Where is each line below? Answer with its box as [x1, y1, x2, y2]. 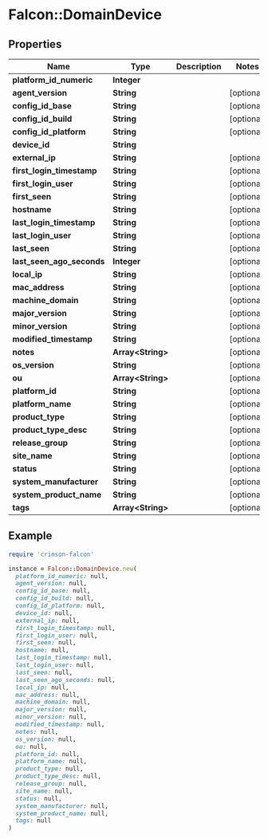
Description [175, 61, 222, 72]
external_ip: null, [15, 616, 81, 624]
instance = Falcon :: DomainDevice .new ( [8, 565, 137, 573]
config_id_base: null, [15, 587, 91, 595]
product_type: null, [15, 765, 84, 773]
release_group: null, [15, 780, 88, 788]
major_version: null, [15, 706, 88, 714]
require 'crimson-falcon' [8, 550, 94, 558]
